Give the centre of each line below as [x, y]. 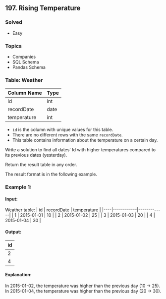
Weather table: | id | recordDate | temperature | [53, 210]
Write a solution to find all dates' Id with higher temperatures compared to [81, 150]
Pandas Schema [29, 67]
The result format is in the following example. [51, 174]
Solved [14, 22]
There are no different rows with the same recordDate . [67, 135]
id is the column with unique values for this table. [63, 130]
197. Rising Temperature [43, 8]
